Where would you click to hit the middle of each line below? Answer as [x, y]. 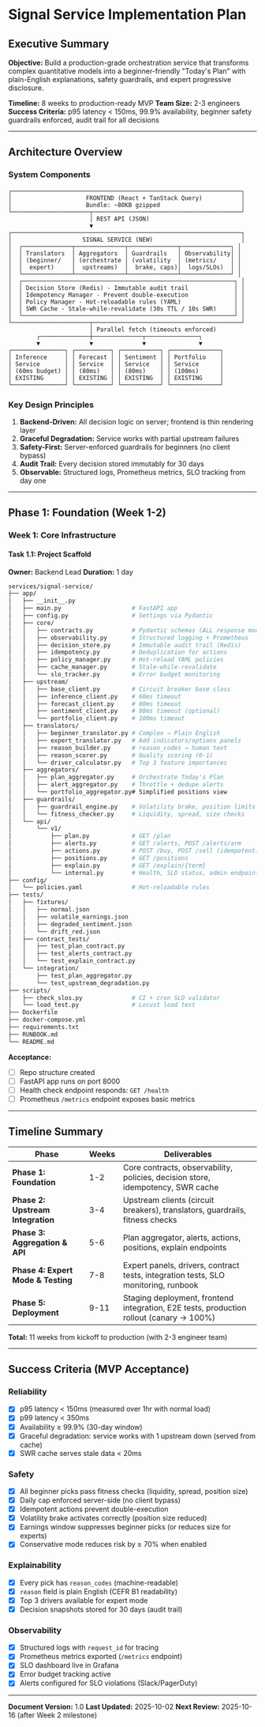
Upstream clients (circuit [169, 1200]
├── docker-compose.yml [47, 1020]
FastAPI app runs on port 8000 [70, 1081]
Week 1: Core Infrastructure [62, 535]
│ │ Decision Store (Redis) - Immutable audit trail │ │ [127, 288]
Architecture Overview [65, 152]
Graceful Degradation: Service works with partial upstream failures [129, 438]
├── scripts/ [30, 990]
